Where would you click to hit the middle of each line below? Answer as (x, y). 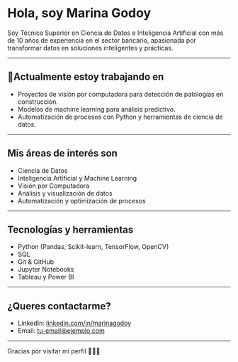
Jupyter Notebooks (46, 270)
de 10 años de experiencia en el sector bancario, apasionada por (102, 40)
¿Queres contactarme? (59, 306)
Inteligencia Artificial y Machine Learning (77, 178)
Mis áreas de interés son (63, 153)
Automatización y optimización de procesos (82, 201)
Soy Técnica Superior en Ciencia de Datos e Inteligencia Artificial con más (115, 33)
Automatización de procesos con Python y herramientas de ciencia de (120, 117)
